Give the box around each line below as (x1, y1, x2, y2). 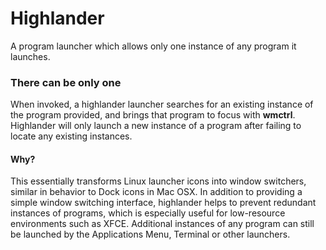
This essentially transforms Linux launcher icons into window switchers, (10, 175, 307, 187)
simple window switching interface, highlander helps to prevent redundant (10, 197, 317, 209)
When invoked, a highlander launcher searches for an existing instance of (10, 98, 314, 111)
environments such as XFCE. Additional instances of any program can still (10, 218, 315, 230)
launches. (10, 50, 51, 62)
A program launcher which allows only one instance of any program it (10, 40, 297, 52)
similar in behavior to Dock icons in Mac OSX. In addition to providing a (10, 186, 303, 198)
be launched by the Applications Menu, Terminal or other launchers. (10, 228, 291, 241)
